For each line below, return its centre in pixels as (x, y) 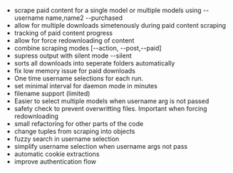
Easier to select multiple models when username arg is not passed (112, 101)
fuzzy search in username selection (67, 139)
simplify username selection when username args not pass (100, 146)
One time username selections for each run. (79, 78)
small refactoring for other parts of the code (79, 124)
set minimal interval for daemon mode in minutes (86, 86)
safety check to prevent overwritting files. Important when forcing (111, 109)
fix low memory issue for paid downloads (74, 71)
